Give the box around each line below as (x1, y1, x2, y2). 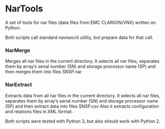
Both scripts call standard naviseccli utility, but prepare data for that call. (5, 34, 154, 40)
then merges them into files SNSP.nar (5, 69, 82, 75)
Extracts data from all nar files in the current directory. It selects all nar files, (5, 93, 161, 99)
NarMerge (5, 47, 31, 54)
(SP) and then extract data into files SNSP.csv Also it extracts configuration (5, 103, 159, 109)
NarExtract (5, 81, 32, 88)
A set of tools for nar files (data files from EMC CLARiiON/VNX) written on (5, 19, 156, 25)
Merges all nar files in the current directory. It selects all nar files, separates (5, 58, 160, 64)
